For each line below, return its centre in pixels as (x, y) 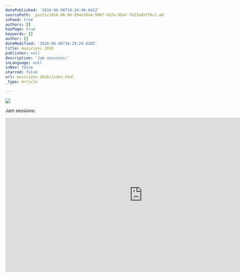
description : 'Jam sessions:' (38, 58)
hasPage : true (21, 29)
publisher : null (23, 53)
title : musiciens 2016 (29, 48)
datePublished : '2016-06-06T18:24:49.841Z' (53, 10)
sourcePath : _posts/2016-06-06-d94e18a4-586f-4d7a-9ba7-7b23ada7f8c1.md (85, 15)
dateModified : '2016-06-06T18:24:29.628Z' (51, 44)
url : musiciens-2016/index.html (40, 77)
